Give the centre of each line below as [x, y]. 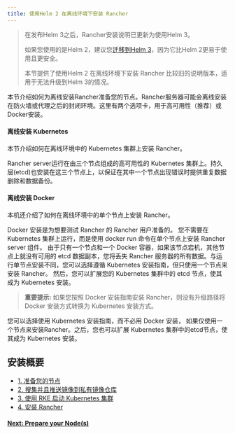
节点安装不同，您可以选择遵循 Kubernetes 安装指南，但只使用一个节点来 [123, 265]
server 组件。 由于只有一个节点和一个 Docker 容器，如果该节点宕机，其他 [113, 247]
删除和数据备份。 [32, 181]
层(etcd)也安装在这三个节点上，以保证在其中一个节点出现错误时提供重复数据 [117, 171]
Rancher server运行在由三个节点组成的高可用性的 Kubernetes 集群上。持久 [115, 163]
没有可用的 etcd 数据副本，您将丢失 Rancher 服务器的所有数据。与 [121, 256]
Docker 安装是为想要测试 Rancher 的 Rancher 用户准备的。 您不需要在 [108, 230]
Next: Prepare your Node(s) [48, 423]
